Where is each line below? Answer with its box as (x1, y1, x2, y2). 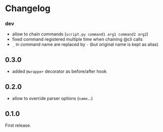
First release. (5, 122, 32, 128)
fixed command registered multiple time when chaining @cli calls (12, 36, 143, 42)
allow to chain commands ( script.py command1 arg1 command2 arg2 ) (12, 31, 148, 37)
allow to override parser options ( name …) (12, 96, 93, 101)
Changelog (5, 3, 51, 14)
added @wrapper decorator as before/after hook (12, 68, 107, 74)
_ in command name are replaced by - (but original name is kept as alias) (12, 42, 159, 48)
